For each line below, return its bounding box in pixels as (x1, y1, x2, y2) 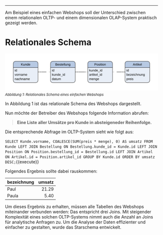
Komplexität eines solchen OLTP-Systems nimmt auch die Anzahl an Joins (5, 214, 153, 219)
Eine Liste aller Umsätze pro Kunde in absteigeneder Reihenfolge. (16, 120, 152, 125)
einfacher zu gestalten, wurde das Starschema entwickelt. (5, 224, 121, 230)
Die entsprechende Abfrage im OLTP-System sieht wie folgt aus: (5, 129, 134, 135)
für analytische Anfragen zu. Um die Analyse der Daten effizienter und (5, 219, 146, 225)
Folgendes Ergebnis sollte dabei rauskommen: (5, 168, 98, 174)
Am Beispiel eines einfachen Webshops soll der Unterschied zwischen (5, 10, 146, 15)
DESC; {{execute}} (5, 159, 39, 165)
